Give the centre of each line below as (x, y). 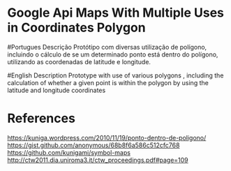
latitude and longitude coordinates (57, 90)
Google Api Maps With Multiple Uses (116, 13)
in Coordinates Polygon (76, 28)
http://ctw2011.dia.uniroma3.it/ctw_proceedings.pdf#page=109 (98, 160)
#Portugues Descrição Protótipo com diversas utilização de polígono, (107, 47)
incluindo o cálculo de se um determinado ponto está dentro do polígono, (113, 54)
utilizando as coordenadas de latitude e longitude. (79, 61)
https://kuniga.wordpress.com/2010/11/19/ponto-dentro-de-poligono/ (107, 137)
